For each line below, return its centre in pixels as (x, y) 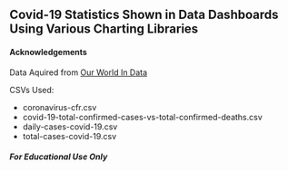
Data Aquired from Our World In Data (79, 72)
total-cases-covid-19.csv (70, 136)
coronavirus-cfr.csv (60, 107)
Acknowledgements (49, 52)
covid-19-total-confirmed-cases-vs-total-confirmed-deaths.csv (143, 117)
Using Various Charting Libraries (104, 29)
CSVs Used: (32, 90)
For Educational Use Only (59, 157)
